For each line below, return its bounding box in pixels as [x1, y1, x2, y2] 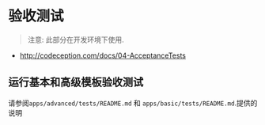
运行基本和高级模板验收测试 [8, 76, 144, 89]
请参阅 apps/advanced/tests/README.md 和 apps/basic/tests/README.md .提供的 [8, 98, 258, 108]
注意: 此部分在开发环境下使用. [27, 35, 124, 44]
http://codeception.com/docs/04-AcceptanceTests [19, 51, 186, 60]
